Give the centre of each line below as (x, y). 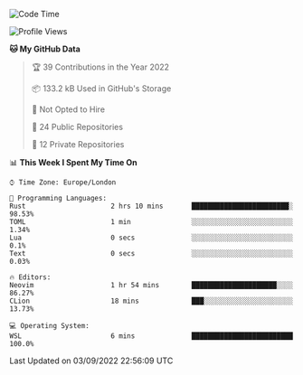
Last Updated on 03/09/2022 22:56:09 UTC (91, 361)
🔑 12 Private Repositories (78, 144)
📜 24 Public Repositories (77, 127)
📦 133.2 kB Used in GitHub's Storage (101, 89)
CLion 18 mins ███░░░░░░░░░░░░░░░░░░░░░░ (151, 301)
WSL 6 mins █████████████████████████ (151, 336)
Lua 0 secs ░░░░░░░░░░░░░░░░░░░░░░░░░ (151, 238)
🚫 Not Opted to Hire (68, 109)
